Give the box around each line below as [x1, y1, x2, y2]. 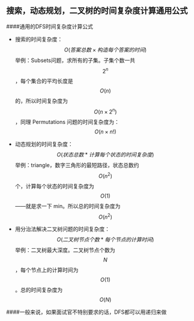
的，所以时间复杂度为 [14, 97, 68, 105]
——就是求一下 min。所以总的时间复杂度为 [14, 202, 121, 209]
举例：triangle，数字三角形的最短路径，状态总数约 [14, 162, 139, 169]
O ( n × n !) [94, 128, 117, 135]
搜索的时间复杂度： [14, 35, 63, 43]
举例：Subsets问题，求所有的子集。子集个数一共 [14, 57, 136, 64]
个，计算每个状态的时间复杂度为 [14, 182, 94, 189]
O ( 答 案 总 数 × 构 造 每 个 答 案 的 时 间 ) [64, 46, 147, 53]
